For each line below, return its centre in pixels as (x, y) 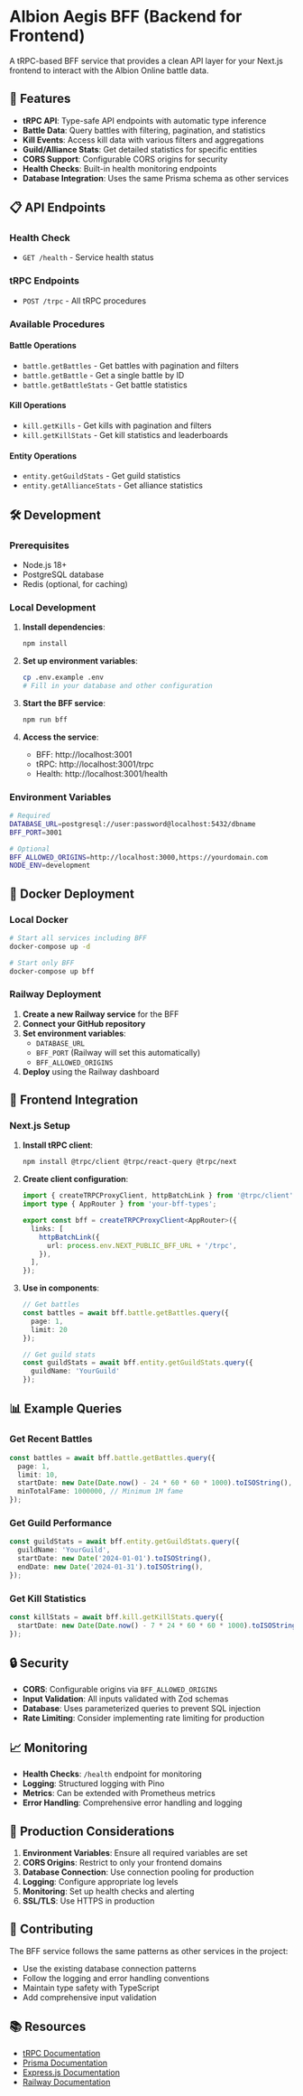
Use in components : (61, 1288)
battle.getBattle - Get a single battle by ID (103, 375)
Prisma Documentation (65, 2063)
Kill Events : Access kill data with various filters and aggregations (143, 140)
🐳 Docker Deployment (72, 894)
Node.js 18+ (45, 564)
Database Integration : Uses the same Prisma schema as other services (156, 178)
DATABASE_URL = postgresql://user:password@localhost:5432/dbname (133, 824)
